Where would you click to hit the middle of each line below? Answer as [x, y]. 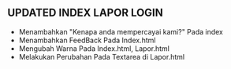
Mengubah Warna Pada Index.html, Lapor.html [94, 48]
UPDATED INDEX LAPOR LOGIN [85, 13]
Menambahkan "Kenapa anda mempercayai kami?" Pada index [121, 31]
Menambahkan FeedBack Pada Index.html [87, 40]
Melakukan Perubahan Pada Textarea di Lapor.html [102, 56]
